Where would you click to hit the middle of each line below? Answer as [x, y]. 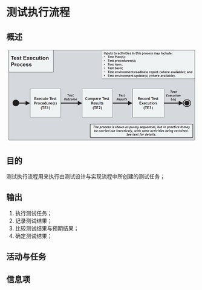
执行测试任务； [34, 213]
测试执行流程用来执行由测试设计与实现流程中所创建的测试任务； [86, 177]
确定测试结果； [34, 236]
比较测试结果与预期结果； [47, 228]
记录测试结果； [34, 221]
